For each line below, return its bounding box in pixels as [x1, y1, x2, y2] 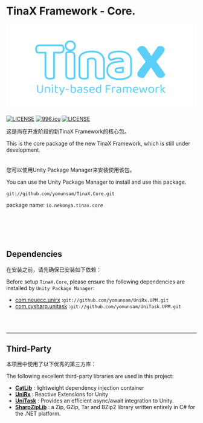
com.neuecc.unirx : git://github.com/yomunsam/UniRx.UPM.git [14, 296, 169, 303]
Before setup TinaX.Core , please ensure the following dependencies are [6, 278, 185, 285]
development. [6, 146, 40, 153]
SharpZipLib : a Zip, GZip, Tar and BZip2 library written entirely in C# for [14, 404, 196, 411]
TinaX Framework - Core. [6, 4, 136, 18]
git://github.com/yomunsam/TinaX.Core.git [6, 191, 115, 197]
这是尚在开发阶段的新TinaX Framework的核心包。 [6, 128, 130, 135]
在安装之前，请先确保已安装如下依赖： [6, 266, 101, 273]
